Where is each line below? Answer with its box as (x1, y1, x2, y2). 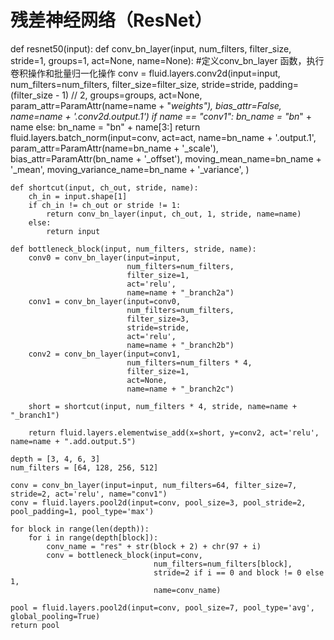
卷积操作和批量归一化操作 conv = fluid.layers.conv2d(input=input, (10, 67, 281, 79)
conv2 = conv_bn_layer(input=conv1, (28, 349, 182, 359)
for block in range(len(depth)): (10, 524, 150, 534)
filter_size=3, (126, 314, 190, 324)
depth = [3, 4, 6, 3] (10, 454, 101, 464)
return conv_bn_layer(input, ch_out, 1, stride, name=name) (46, 209, 302, 219)
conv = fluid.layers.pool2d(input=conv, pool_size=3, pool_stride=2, (10, 497, 307, 508)
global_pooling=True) (10, 611, 101, 621)
